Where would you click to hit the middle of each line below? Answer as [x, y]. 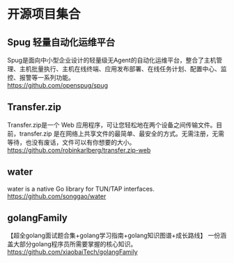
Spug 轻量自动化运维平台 [61, 42]
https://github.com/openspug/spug [58, 85]
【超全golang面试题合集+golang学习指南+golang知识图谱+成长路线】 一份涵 [117, 236]
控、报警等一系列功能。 [41, 78]
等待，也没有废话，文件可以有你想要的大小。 [71, 142]
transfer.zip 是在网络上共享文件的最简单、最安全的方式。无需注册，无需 [122, 134]
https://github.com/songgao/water [57, 196]
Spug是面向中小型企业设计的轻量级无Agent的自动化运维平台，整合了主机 [112, 60]
